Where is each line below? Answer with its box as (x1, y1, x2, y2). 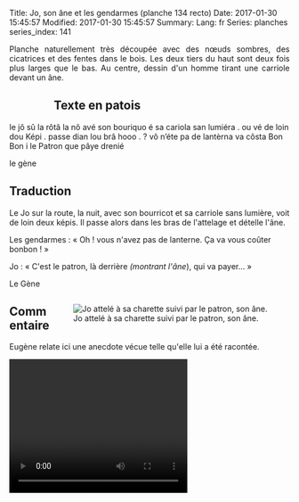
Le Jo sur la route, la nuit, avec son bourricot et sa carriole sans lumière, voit (9, 207, 290, 218)
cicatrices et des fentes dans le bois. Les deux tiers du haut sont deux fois (9, 53, 290, 63)
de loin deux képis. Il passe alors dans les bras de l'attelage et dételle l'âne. (9, 217, 287, 227)
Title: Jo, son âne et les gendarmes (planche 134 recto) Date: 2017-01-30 (9, 8, 278, 18)
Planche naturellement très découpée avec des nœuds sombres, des (9, 44, 290, 54)
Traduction (9, 184, 72, 199)
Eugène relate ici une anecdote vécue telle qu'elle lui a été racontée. (9, 342, 260, 352)
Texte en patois (53, 98, 141, 113)
